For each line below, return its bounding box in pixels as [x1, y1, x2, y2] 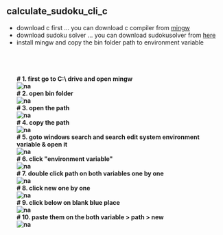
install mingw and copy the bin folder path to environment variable [16, 38, 204, 47]
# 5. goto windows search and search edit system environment [16, 133, 200, 141]
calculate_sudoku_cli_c [6, 5, 108, 17]
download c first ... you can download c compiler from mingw [16, 23, 190, 32]
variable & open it [16, 140, 68, 148]
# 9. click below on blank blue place [16, 198, 121, 206]
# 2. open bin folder [16, 89, 73, 97]
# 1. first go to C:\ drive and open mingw [16, 75, 133, 83]
